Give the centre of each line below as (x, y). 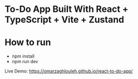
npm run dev (25, 62)
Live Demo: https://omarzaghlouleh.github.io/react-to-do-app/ (69, 71)
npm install (23, 56)
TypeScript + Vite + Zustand (65, 20)
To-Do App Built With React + (67, 9)
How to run (28, 42)
